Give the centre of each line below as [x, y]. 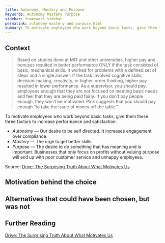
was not [18, 206]
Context [18, 48]
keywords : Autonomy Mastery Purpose [42, 14]
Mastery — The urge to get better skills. [53, 141]
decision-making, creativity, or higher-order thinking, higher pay [82, 80]
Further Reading [30, 224]
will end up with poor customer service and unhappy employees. [78, 157]
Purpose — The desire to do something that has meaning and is [77, 147]
